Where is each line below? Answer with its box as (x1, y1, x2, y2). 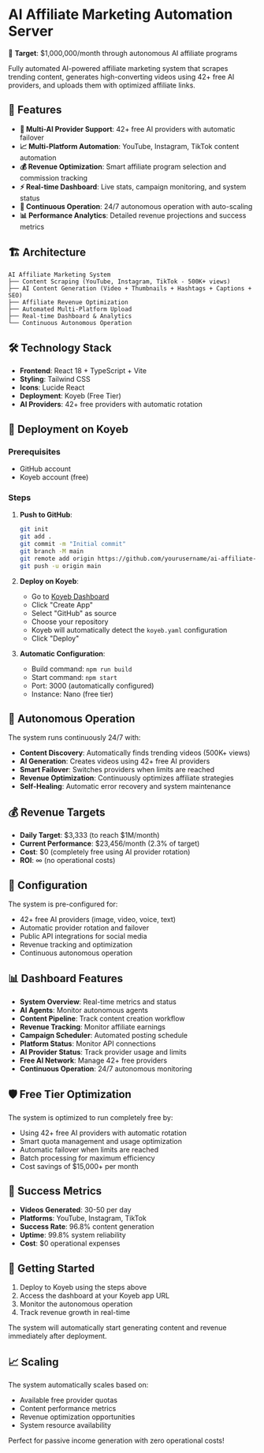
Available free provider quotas (19, 1395, 118, 1405)
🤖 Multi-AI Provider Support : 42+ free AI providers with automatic (19, 124, 236, 133)
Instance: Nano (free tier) (31, 689, 114, 699)
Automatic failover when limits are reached (19, 1145, 159, 1154)
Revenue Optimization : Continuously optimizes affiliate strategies (19, 773, 234, 783)
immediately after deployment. (8, 1332, 108, 1341)
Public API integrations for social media (19, 932, 147, 941)
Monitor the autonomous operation (19, 1299, 133, 1309)
